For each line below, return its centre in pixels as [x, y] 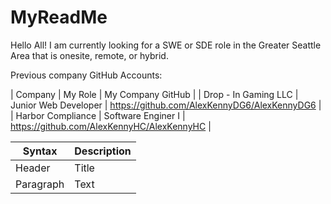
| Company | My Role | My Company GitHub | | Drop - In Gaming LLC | [154, 94]
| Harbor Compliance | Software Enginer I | [98, 115]
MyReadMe [59, 17]
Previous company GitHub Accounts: [86, 75]
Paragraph [40, 184]
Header [33, 168]
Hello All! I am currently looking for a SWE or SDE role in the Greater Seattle [166, 45]
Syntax [40, 151]
